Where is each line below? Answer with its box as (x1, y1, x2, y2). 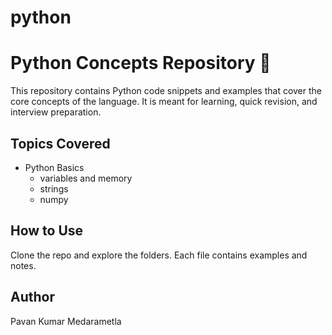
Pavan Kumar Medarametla (10, 315, 122, 327)
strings (39, 182, 69, 195)
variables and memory (39, 172, 133, 184)
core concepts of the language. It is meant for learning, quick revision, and (10, 96, 318, 108)
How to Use (10, 222, 84, 240)
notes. (10, 259, 37, 271)
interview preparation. (10, 106, 102, 118)
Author (10, 289, 55, 306)
